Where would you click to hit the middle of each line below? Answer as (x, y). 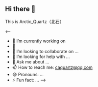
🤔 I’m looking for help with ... (41, 57)
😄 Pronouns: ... (28, 74)
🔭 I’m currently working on (39, 41)
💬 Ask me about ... (31, 61)
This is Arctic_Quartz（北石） (35, 21)
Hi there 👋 (20, 9)
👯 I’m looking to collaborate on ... (45, 51)
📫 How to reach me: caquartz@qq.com (52, 67)
